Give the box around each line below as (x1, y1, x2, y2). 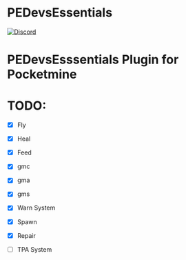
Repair (17, 231, 36, 239)
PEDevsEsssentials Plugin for (7, 52, 179, 68)
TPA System (17, 245, 52, 253)
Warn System (17, 203, 56, 212)
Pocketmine (7, 67, 77, 82)
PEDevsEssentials (7, 5, 112, 21)
